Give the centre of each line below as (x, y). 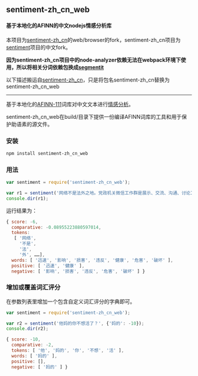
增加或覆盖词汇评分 (33, 287)
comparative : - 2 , (33, 345)
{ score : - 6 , (22, 222)
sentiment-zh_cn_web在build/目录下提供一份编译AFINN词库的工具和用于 (94, 116)
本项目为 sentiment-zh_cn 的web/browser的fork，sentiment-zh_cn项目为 (93, 40)
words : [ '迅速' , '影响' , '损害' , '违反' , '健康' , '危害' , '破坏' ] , (93, 260)
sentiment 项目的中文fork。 (39, 47)
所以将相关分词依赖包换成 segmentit (60, 67)
